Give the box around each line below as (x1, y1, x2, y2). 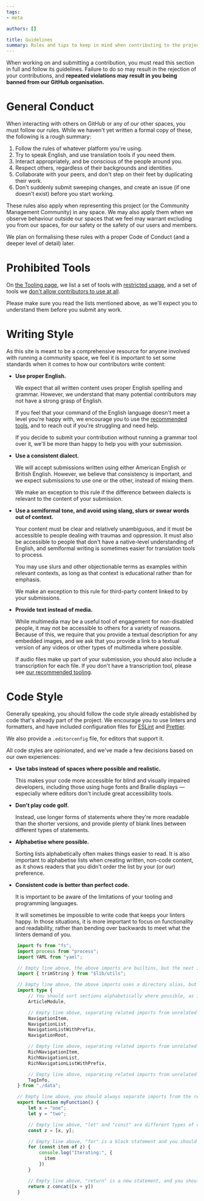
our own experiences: (6, 753, 61, 760)
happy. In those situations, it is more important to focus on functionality (15, 917, 193, 925)
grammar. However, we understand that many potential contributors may (15, 390, 197, 398)
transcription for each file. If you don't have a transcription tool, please (15, 662, 192, 669)
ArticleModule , (28, 998, 67, 1005)
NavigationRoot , (28, 1032, 69, 1039)
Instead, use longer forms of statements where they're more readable (15, 813, 189, 820)
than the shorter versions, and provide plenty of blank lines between (15, 820, 186, 827)
